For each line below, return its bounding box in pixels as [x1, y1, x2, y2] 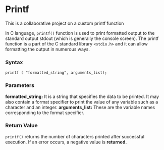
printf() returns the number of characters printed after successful [5, 133, 145, 139]
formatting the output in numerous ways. [5, 46, 90, 52]
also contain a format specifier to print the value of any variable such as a [5, 98, 158, 105]
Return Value [5, 122, 38, 129]
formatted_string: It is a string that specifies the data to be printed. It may [5, 93, 159, 99]
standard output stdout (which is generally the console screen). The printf [5, 35, 159, 41]
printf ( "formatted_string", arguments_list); [5, 70, 107, 75]
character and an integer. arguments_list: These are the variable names [5, 104, 155, 110]
